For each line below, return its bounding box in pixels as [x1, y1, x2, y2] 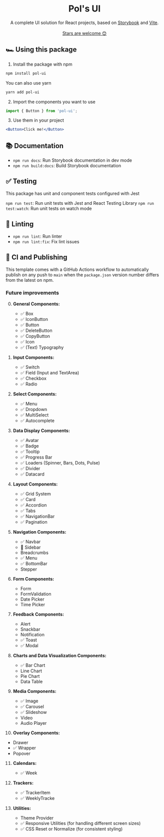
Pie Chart [20, 673, 40, 679]
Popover [12, 750, 30, 756]
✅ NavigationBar [20, 513, 55, 519]
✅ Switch [20, 364, 39, 370]
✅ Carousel [20, 703, 44, 709]
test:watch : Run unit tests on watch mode [5, 205, 92, 211]
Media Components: [12, 688, 56, 694]
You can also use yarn [5, 80, 51, 86]
